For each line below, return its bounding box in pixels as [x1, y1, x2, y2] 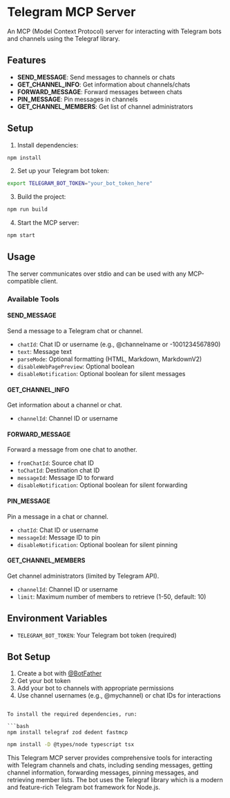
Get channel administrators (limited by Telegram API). [7, 571, 160, 580]
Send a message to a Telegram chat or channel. [7, 327, 144, 335]
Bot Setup [7, 651, 50, 663]
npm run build [7, 206, 48, 213]
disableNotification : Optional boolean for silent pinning [17, 540, 178, 549]
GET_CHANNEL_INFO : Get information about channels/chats [17, 80, 191, 89]
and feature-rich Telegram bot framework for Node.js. [7, 783, 161, 792]
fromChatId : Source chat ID [17, 459, 95, 468]
